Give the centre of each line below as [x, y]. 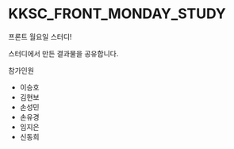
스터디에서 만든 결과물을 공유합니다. [63, 53]
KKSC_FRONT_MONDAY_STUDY [117, 14]
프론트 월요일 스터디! [40, 36]
